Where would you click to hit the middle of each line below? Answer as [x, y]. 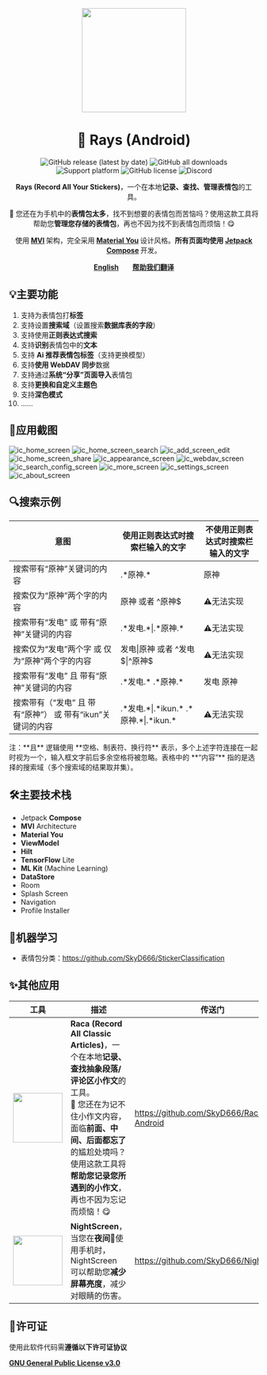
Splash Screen [44, 894]
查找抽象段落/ [96, 1068]
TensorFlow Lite [47, 860]
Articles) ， [92, 1044]
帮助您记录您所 [99, 1175]
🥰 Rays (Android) [134, 140]
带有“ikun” [83, 714]
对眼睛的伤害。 [99, 1296]
